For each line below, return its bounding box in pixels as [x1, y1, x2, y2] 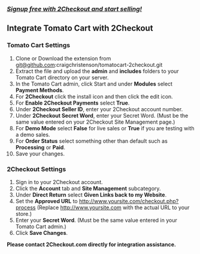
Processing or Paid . [15, 143, 65, 151]
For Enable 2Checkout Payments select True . [15, 99, 130, 106]
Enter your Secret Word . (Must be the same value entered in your [15, 216, 177, 224]
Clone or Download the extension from [15, 54, 111, 62]
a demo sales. [15, 131, 50, 138]
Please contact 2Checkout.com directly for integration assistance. [7, 241, 176, 248]
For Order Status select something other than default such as [15, 137, 168, 145]
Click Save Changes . [15, 229, 68, 236]
